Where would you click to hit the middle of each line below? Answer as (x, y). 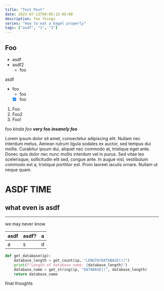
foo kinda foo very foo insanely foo (41, 129)
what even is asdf (32, 207)
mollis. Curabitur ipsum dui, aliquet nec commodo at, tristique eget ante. (78, 149)
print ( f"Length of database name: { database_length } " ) (71, 265)
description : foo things (30, 19)
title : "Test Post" (25, 10)
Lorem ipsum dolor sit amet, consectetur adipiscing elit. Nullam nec (73, 138)
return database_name (36, 274)
